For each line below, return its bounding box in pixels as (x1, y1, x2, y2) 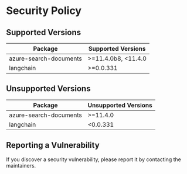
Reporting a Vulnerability (6, 140, 100, 150)
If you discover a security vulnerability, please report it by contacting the (6, 156, 182, 163)
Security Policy (6, 4, 82, 18)
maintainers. (6, 162, 36, 169)
